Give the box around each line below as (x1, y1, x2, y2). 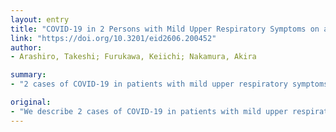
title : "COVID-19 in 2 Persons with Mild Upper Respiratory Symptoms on (10, 24, 320, 34)
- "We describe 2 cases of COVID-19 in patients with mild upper (10, 106, 288, 116)
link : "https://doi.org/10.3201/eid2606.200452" (10, 33, 217, 43)
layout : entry (10, 14, 70, 25)
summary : (10, 70, 47, 80)
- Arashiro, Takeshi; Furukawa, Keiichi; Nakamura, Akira (10, 52, 257, 62)
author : (10, 42, 43, 53)
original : (10, 97, 52, 107)
